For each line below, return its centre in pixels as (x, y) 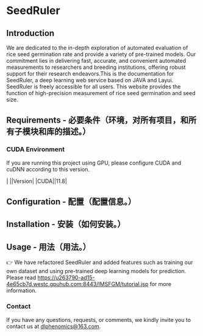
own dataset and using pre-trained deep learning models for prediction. (96, 271)
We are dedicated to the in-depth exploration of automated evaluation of (97, 48)
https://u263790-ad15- (66, 277)
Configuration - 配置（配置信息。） (71, 202)
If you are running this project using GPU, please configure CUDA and (94, 163)
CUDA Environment (36, 149)
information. (22, 291)
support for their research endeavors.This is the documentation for (90, 73)
